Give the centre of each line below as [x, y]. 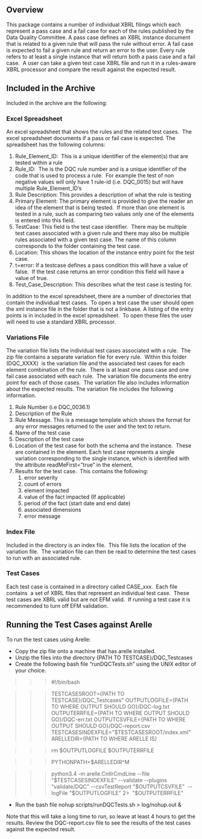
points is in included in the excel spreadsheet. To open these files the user [99, 315]
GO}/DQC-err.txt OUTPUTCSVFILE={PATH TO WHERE [118, 719]
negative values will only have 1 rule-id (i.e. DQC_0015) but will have [99, 182]
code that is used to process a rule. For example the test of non [94, 175]
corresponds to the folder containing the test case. [78, 246]
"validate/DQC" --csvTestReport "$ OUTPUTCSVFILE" [118, 786]
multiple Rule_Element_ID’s [48, 188]
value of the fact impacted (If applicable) [74, 497]
